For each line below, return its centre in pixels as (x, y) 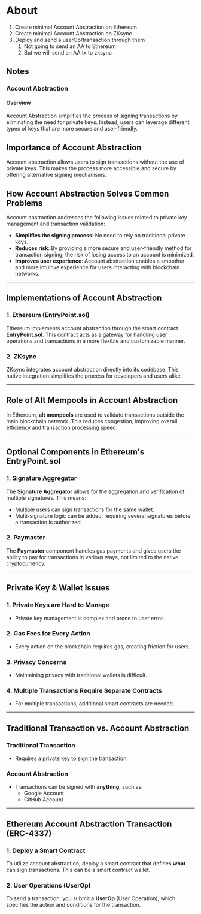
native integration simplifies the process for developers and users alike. (94, 376)
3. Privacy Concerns (36, 662)
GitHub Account (44, 800)
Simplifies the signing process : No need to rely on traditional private (100, 236)
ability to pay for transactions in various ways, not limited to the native (92, 557)
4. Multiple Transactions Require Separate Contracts (84, 691)
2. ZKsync (22, 356)
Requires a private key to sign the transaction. (71, 758)
